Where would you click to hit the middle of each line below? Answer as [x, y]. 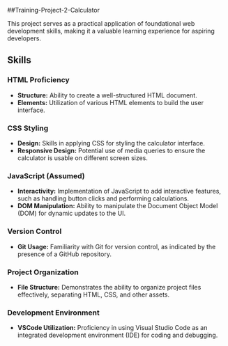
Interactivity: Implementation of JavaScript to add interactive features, [119, 191]
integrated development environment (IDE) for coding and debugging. [117, 335]
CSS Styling [28, 128]
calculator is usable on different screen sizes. [83, 158]
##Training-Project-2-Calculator [53, 10]
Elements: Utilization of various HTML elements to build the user [111, 102]
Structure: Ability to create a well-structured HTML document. [107, 95]
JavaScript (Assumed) [46, 175]
